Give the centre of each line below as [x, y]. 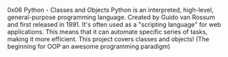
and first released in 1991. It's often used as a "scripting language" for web [114, 24]
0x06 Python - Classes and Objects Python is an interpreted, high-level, [111, 10]
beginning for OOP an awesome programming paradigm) [89, 46]
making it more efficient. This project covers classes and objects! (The [108, 39]
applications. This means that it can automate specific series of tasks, [107, 32]
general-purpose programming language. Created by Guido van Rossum [111, 17]
